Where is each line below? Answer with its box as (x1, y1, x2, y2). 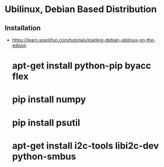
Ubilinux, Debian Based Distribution (5, 4, 157, 15)
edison (12, 42, 26, 48)
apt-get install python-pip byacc (12, 60, 151, 72)
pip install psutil (12, 117, 80, 128)
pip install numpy (12, 94, 86, 105)
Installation (5, 24, 41, 32)
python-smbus (12, 150, 76, 162)
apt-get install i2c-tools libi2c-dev (12, 140, 159, 151)
